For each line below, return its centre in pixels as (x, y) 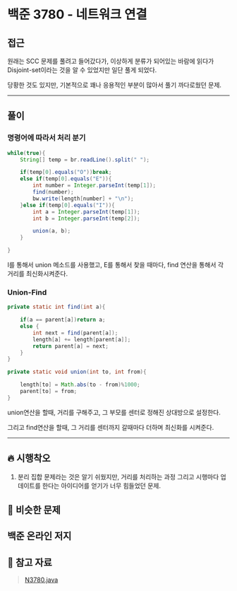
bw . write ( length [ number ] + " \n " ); (83, 199)
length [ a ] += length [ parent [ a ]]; (82, 339)
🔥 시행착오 (29, 458)
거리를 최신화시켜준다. (38, 274)
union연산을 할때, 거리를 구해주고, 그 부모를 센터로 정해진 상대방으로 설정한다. (114, 412)
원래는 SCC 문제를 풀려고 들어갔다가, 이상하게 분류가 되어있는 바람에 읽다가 (111, 61)
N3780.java (41, 580)
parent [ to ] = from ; (49, 392)
